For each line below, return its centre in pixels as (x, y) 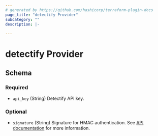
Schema (19, 73)
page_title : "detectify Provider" (42, 15)
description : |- (22, 24)
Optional (16, 112)
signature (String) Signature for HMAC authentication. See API (78, 123)
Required (17, 87)
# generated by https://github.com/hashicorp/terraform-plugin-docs (79, 10)
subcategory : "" (22, 19)
